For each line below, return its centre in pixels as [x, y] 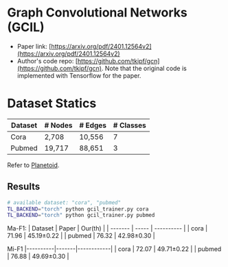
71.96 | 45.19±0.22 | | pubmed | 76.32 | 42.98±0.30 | [81, 236]
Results [24, 187]
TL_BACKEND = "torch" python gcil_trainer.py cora [78, 209]
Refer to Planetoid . [33, 165]
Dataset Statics [52, 104]
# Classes [129, 125]
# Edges [92, 125]
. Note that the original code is [144, 68]
